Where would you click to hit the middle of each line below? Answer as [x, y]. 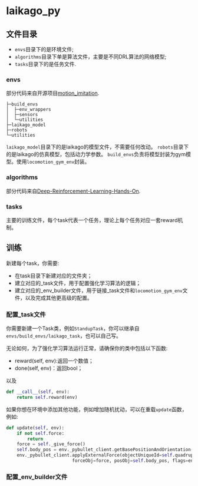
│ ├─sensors [22, 115]
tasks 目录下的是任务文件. [45, 64]
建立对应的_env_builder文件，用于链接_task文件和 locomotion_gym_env [98, 290]
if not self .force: [41, 433]
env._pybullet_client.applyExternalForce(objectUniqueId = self [95, 455]
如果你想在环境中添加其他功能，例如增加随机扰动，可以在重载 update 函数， [97, 409]
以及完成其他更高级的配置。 [59, 297]
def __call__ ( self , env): [38, 392]
